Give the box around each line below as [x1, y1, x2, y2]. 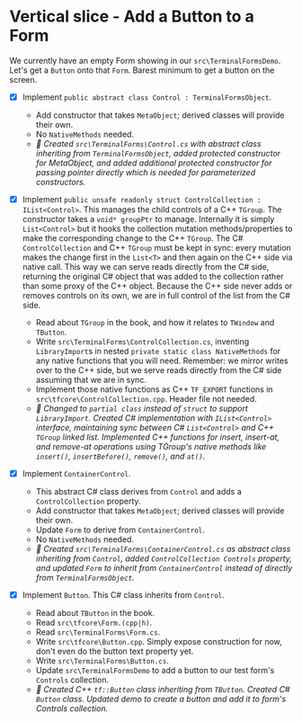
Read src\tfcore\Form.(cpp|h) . [35, 618, 153, 628]
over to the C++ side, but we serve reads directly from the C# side [35, 365, 282, 376]
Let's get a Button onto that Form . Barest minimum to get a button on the [9, 65, 275, 76]
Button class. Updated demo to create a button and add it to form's [35, 694, 287, 705]
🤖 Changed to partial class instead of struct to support [35, 403, 249, 414]
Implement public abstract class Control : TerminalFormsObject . [22, 92, 272, 102]
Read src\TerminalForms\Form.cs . [35, 627, 161, 637]
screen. [9, 74, 38, 85]
